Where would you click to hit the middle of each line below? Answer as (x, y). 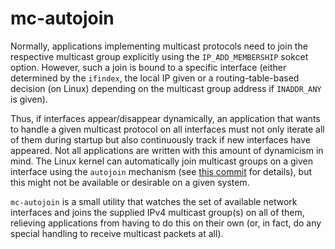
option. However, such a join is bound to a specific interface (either (148, 67)
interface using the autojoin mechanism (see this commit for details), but (161, 171)
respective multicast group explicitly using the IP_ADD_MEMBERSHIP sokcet (159, 56)
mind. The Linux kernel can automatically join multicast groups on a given (162, 161)
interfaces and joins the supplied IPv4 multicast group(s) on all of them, (157, 212)
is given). (29, 99)
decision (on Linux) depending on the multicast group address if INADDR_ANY (166, 88)
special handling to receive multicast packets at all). (117, 233)
